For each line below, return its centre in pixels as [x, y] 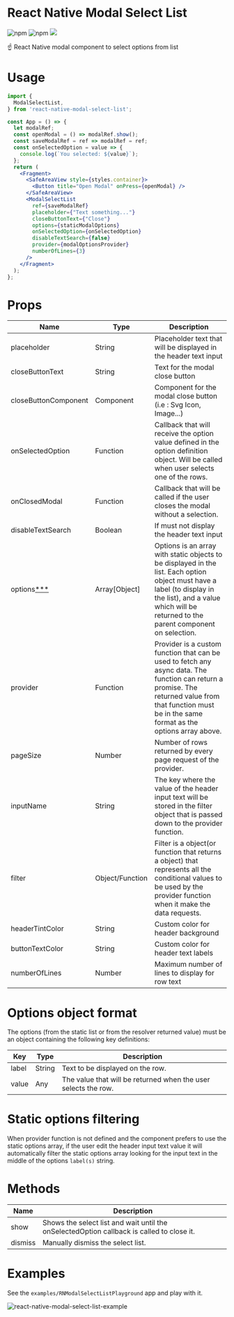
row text [168, 981]
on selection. [175, 633]
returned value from [187, 696]
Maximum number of [188, 964]
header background [187, 933]
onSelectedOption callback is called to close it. [118, 1231]
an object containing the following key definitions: [78, 1039]
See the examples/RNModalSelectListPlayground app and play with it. [105, 1293]
